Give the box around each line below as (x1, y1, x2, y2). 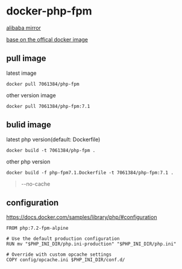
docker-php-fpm (6, 4, 92, 18)
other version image (6, 92, 56, 99)
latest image (6, 69, 37, 77)
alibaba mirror (6, 24, 41, 31)
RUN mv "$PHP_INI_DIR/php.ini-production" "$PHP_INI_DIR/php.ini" (6, 241, 177, 247)
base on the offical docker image (6, 36, 89, 43)
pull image (6, 53, 46, 64)
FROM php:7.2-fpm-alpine (6, 225, 69, 232)
